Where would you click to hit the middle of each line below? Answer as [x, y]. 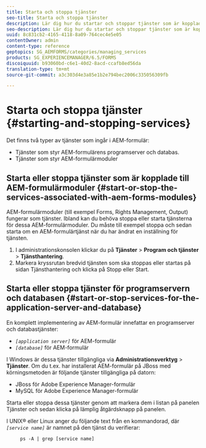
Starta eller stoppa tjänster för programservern [98, 289]
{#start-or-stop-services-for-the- [133, 298]
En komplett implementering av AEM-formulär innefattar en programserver [101, 322]
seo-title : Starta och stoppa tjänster [57, 18]
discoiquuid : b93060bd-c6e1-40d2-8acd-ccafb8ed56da [74, 63]
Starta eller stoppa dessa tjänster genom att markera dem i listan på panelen [103, 403]
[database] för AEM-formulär [52, 347]
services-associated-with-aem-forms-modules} [102, 197]
